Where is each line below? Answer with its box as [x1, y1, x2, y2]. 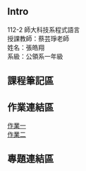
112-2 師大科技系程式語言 [7, 25, 80, 34]
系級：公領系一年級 [7, 52, 63, 60]
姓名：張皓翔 [7, 43, 44, 52]
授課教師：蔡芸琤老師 [7, 34, 69, 43]
